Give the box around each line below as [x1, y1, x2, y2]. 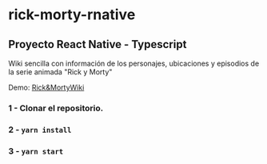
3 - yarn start [8, 146, 64, 157]
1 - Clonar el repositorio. [8, 102, 104, 114]
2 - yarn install [8, 124, 72, 135]
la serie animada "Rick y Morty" [8, 67, 113, 77]
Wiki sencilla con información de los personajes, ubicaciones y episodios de [8, 58, 260, 68]
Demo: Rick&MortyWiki [8, 82, 85, 92]
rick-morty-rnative [8, 6, 136, 24]
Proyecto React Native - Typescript [8, 38, 187, 51]
